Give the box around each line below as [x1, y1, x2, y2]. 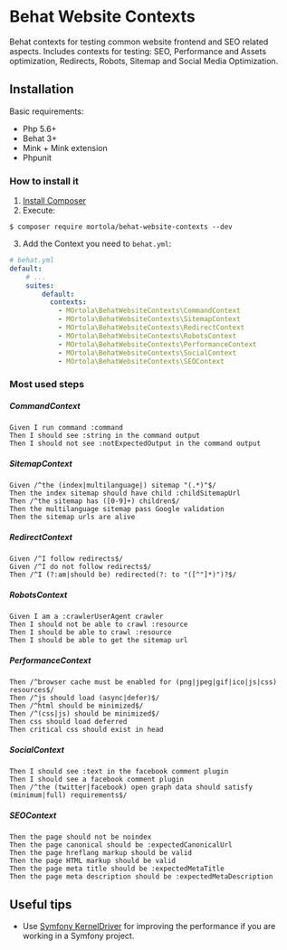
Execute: [22, 205, 56, 216]
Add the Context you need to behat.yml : [22, 238, 172, 250]
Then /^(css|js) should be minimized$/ [9, 709, 160, 718]
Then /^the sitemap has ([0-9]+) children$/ [9, 497, 180, 506]
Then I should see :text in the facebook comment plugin [9, 767, 229, 776]
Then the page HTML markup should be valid [9, 857, 177, 866]
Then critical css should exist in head [9, 726, 165, 735]
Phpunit [22, 152, 53, 163]
